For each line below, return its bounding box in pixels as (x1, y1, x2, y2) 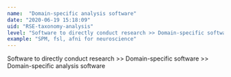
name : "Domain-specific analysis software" (7, 10, 137, 17)
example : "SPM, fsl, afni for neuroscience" (7, 36, 137, 43)
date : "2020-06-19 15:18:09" (7, 16, 91, 23)
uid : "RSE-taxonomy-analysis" (7, 23, 94, 30)
